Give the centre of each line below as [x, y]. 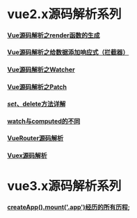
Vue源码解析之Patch [37, 87]
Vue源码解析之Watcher [41, 69]
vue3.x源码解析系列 [64, 186]
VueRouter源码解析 [35, 138]
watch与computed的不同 [44, 121]
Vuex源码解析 [27, 155]
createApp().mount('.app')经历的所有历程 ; [69, 207]
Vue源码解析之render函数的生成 [54, 35]
